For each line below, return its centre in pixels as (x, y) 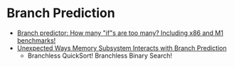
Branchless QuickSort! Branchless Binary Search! (100, 56)
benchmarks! (36, 40)
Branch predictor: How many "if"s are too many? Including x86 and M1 (120, 33)
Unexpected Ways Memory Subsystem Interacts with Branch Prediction (122, 48)
